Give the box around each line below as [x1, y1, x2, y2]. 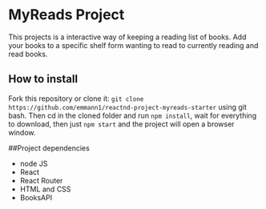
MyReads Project [8, 6, 125, 24]
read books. [8, 49, 48, 58]
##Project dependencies [8, 143, 90, 153]
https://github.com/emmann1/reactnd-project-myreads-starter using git [8, 102, 247, 111]
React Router [19, 175, 63, 185]
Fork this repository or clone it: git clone [8, 94, 144, 103]
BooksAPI [19, 192, 53, 202]
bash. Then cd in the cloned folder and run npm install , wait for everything [8, 111, 257, 120]
